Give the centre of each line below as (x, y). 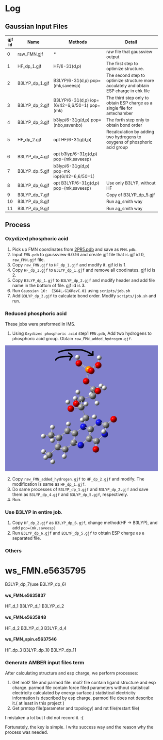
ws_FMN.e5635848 (26, 617)
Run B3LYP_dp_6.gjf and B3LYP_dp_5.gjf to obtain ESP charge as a (78, 533)
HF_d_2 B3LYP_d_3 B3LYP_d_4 (36, 628)
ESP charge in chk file (128, 91)
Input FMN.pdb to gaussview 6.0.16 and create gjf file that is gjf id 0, (78, 254)
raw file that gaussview (130, 51)
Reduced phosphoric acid (36, 313)
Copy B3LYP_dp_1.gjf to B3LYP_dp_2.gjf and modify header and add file (83, 280)
